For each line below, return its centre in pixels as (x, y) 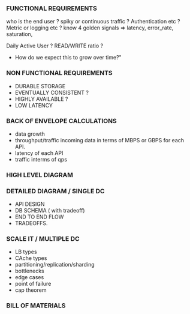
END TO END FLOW (39, 217)
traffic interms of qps (41, 159)
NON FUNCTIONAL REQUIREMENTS (59, 73)
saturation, (19, 34)
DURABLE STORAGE (40, 86)
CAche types (31, 258)
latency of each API (39, 153)
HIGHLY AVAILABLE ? (41, 99)
